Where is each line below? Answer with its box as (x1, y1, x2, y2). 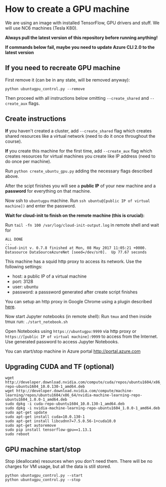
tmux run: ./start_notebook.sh (5, 319, 68, 325)
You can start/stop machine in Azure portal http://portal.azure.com (5, 348, 141, 354)
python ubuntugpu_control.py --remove (5, 86, 85, 91)
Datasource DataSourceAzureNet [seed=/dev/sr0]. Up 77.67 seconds (5, 249, 147, 255)
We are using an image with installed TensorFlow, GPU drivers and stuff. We (5, 20, 160, 26)
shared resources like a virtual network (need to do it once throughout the (5, 133, 156, 139)
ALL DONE (5, 237, 23, 242)
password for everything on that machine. (5, 188, 91, 194)
